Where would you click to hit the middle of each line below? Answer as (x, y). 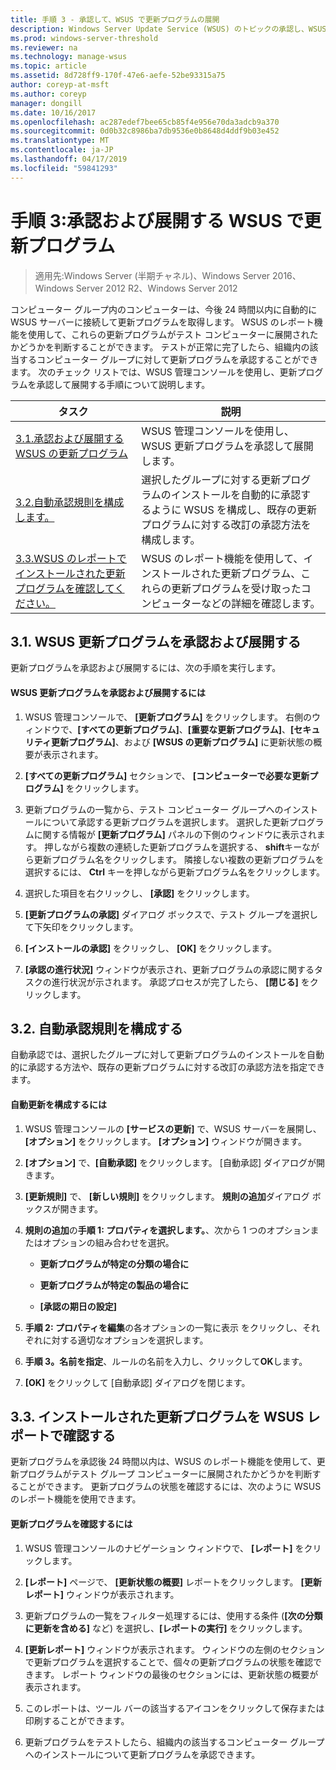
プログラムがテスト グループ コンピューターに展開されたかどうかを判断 (165, 1474)
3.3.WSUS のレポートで (71, 558)
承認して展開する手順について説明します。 (123, 384)
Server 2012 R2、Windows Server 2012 (156, 288)
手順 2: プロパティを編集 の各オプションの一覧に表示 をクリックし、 (163, 1327)
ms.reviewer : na (44, 47)
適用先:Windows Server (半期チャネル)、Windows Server (152, 275)
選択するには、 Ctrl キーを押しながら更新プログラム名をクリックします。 (175, 872)
